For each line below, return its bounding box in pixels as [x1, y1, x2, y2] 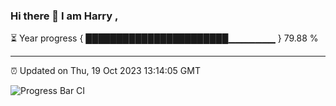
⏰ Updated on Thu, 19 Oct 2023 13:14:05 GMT [10, 65, 201, 77]
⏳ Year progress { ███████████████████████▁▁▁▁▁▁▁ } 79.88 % [10, 32, 319, 44]
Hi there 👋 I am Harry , [10, 9, 119, 23]
